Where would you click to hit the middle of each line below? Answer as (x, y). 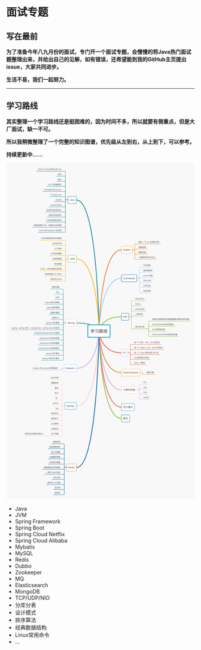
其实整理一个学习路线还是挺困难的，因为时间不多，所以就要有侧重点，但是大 (100, 121)
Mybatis (25, 547)
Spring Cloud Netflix (40, 534)
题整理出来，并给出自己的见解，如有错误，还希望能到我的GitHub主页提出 (96, 59)
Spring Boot (30, 528)
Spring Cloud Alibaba (41, 540)
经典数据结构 (31, 627)
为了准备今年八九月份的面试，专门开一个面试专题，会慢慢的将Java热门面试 (99, 52)
